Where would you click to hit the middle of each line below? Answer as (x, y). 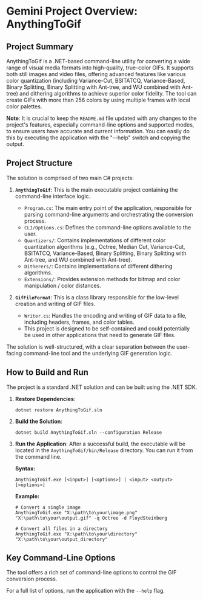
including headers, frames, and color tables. (79, 322)
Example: (27, 496)
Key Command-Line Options (61, 558)
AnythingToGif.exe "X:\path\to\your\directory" (76, 534)
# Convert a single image (48, 507)
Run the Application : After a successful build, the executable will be (100, 444)
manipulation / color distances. (63, 285)
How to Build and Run (48, 372)
